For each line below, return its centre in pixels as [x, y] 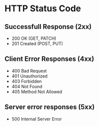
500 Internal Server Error [37, 119]
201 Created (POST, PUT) [37, 44]
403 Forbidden [27, 81]
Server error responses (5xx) [49, 107]
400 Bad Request [29, 71]
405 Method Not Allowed [37, 92]
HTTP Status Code [43, 9]
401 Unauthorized [30, 76]
